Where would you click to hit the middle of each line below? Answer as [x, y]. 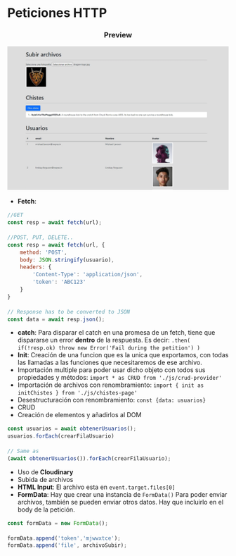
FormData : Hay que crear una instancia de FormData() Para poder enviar [122, 494]
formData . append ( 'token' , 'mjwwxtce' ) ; [64, 538]
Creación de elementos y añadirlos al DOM [79, 415]
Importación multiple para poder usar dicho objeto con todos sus [111, 370]
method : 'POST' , [44, 252]
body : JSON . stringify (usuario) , [67, 260]
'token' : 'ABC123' [59, 282]
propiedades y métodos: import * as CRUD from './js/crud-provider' [120, 378]
